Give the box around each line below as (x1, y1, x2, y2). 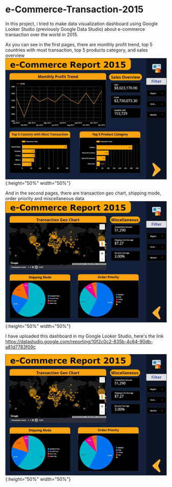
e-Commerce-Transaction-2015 (5, 4, 144, 15)
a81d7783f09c (5, 344, 36, 350)
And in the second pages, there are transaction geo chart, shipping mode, (5, 190, 161, 196)
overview (5, 52, 25, 59)
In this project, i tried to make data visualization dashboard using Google (5, 21, 158, 27)
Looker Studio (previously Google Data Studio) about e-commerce (5, 26, 145, 32)
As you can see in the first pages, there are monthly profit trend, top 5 (5, 41, 153, 47)
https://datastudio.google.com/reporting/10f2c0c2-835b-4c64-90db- (5, 338, 153, 344)
